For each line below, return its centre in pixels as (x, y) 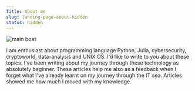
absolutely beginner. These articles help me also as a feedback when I (91, 69)
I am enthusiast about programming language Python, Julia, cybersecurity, (96, 50)
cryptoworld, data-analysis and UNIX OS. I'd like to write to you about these (98, 57)
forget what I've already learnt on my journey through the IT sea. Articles (94, 75)
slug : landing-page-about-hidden (47, 17)
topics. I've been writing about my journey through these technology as (93, 63)
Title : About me (26, 11)
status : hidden (25, 22)
